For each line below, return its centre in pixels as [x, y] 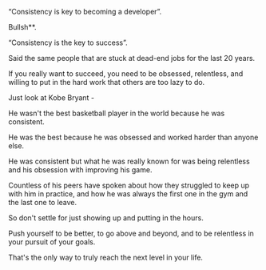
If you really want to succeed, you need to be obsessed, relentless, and [126, 74]
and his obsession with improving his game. [80, 170]
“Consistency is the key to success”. [68, 42]
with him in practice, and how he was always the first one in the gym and [128, 194]
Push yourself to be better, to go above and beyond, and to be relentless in [131, 233]
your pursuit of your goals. [52, 242]
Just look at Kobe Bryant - [51, 98]
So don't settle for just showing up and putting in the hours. [106, 218]
